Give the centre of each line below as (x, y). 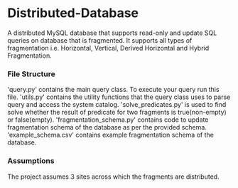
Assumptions (31, 161)
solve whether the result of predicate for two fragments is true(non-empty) (117, 113)
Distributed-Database (73, 13)
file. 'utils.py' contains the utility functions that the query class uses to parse (119, 97)
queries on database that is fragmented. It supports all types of (100, 40)
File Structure (31, 74)
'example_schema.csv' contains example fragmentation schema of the (111, 135)
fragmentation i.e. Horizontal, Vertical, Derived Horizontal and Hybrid (108, 48)
